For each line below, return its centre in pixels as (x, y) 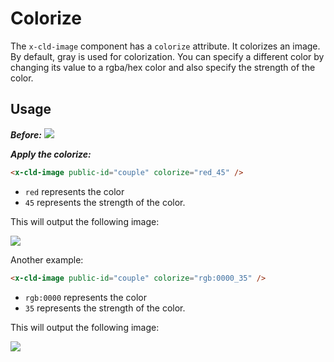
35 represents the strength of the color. (105, 308)
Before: (26, 134)
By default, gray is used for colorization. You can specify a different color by (167, 56)
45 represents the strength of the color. (105, 202)
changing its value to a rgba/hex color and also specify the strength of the (163, 67)
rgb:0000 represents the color (85, 297)
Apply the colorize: (51, 154)
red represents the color (74, 191)
